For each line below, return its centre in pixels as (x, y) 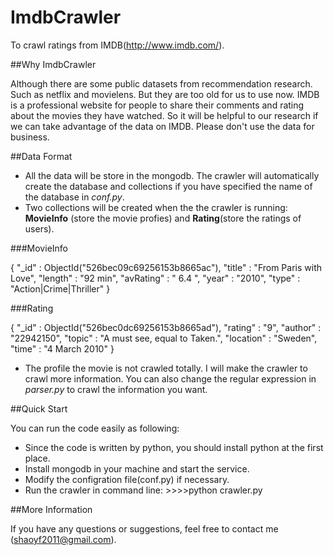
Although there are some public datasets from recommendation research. (161, 83)
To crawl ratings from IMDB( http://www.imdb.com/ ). (117, 45)
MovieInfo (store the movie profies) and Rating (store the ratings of (163, 218)
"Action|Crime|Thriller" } (60, 288)
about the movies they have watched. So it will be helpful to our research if (164, 115)
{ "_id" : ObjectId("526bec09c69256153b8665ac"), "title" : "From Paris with (166, 267)
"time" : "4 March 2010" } (62, 348)
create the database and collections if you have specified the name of (168, 186)
